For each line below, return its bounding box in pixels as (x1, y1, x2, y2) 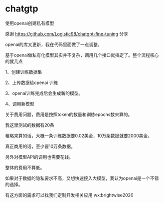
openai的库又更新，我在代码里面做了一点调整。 (5, 41, 102, 47)
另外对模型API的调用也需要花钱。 (5, 153, 74, 160)
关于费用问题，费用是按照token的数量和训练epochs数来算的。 (5, 111, 133, 117)
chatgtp (5, 3, 38, 14)
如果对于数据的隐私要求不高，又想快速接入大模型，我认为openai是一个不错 (5, 175, 159, 181)
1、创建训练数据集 (5, 68, 42, 75)
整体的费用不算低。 (5, 164, 45, 170)
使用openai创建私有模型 (5, 20, 54, 26)
